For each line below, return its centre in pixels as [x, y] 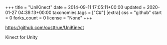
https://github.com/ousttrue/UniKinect [45, 27]
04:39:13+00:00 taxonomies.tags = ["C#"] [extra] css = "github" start [90, 12]
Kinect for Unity [22, 37]
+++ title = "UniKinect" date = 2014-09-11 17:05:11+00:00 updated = [76, 7]
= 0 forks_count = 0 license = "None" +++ [49, 18]
